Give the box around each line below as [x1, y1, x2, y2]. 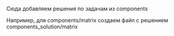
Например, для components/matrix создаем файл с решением [6, 17, 169, 23]
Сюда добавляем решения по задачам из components [6, 5, 148, 12]
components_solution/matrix [6, 23, 78, 30]
